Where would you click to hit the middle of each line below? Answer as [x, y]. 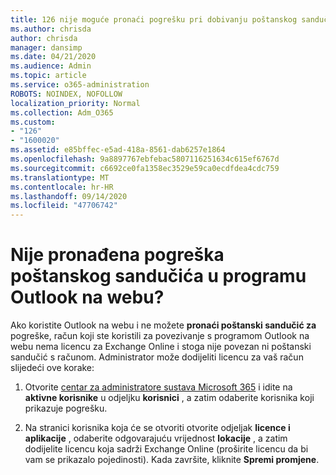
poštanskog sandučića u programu [158, 276]
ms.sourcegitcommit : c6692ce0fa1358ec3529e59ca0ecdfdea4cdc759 [145, 168]
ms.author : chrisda [51, 29]
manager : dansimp [46, 47]
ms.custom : [33, 122]
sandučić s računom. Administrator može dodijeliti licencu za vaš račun [157, 357]
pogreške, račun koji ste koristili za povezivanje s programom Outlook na [160, 336]
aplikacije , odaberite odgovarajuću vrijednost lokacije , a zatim [156, 438]
